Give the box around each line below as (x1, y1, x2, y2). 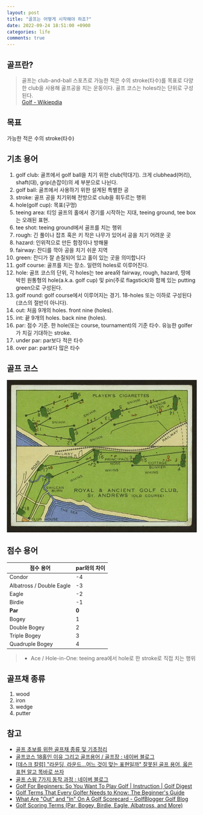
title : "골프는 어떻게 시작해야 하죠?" (7, 16, 92, 22)
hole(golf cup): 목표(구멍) (15, 201, 77, 208)
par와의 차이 (75, 565, 106, 572)
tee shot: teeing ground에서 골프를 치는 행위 (15, 223, 122, 231)
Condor (9, 574, 29, 581)
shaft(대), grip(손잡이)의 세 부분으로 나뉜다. (15, 178, 118, 186)
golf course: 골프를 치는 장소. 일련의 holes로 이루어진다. (15, 261, 149, 268)
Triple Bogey (9, 632, 41, 639)
